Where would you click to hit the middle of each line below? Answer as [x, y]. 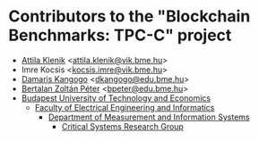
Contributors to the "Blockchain [129, 17]
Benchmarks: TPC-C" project [120, 35]
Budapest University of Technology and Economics [116, 98]
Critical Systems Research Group [123, 126]
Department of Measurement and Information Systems [149, 117]
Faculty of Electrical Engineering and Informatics [125, 107]
